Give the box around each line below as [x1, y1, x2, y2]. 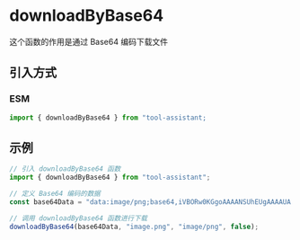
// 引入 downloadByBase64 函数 [9, 164, 121, 173]
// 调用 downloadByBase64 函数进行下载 [9, 213, 148, 223]
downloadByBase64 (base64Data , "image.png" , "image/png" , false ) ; [9, 222, 259, 231]
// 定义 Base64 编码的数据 [9, 190, 101, 199]
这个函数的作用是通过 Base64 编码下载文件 [9, 36, 169, 47]
